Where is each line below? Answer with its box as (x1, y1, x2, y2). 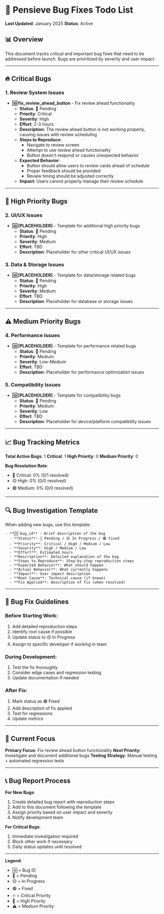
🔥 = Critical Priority (12, 893, 51, 898)
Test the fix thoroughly (12, 665, 58, 670)
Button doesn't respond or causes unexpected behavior (26, 152, 139, 158)
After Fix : (5, 687, 28, 693)
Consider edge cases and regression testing (12, 670, 102, 675)
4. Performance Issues (5, 332, 60, 339)
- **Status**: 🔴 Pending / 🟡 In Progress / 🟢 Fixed (9, 536, 120, 541)
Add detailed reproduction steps (12, 623, 77, 629)
